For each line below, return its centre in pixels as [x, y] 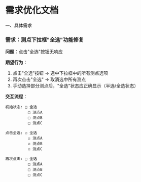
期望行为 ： [16, 62]
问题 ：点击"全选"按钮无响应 [34, 52]
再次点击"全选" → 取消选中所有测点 [49, 79]
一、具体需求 [19, 25]
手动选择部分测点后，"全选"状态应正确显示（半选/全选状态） [75, 86]
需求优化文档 [32, 10]
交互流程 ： [16, 97]
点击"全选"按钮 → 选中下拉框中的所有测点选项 [60, 73]
